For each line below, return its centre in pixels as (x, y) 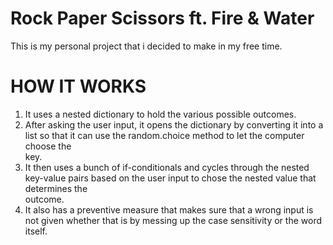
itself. (36, 231)
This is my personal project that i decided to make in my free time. (146, 46)
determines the (56, 188)
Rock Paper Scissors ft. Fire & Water (162, 18)
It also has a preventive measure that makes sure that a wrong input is (169, 209)
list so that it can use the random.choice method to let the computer (164, 135)
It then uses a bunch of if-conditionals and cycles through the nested (167, 167)
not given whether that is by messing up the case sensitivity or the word (173, 220)
